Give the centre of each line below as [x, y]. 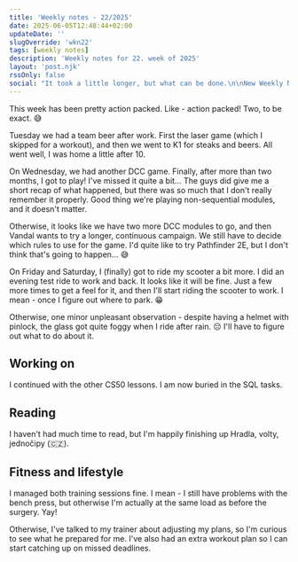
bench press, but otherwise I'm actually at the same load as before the [138, 503]
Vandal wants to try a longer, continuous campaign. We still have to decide [145, 235]
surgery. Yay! [33, 512]
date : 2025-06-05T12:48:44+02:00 [71, 26]
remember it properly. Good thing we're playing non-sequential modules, [142, 199]
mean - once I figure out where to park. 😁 [86, 300]
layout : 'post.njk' [45, 67]
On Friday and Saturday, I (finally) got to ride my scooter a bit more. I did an [147, 271]
